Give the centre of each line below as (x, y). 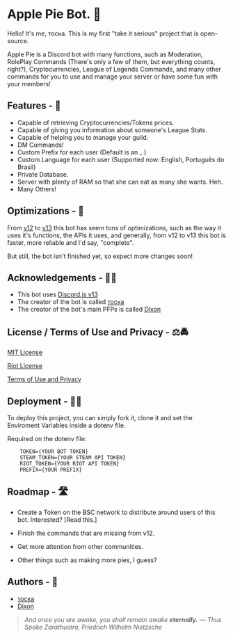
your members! (29, 83)
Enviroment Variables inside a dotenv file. (66, 425)
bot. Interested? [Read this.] (57, 519)
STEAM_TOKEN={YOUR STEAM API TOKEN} (73, 458)
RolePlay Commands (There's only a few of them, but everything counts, (111, 61)
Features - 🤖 (34, 106)
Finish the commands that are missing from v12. (86, 533)
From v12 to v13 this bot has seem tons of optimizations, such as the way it (114, 228)
